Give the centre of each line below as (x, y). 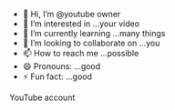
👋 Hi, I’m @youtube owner (72, 14)
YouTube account (42, 97)
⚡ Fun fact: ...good (57, 76)
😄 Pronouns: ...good (62, 66)
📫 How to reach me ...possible (81, 53)
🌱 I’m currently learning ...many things (94, 33)
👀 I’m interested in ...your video (81, 24)
